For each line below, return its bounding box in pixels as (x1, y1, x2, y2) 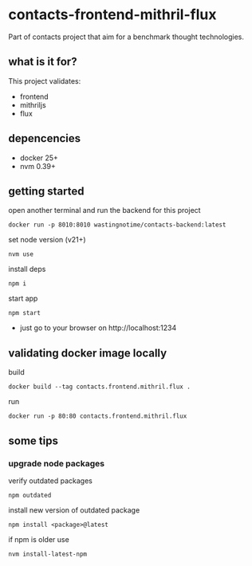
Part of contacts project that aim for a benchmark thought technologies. (8, 32, 245, 41)
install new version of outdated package (8, 505, 140, 515)
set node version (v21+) (8, 235, 86, 245)
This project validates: (8, 76, 81, 85)
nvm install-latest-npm (8, 550, 88, 558)
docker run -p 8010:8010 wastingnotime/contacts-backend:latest (8, 221, 226, 229)
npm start (8, 309, 41, 317)
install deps (8, 265, 46, 274)
